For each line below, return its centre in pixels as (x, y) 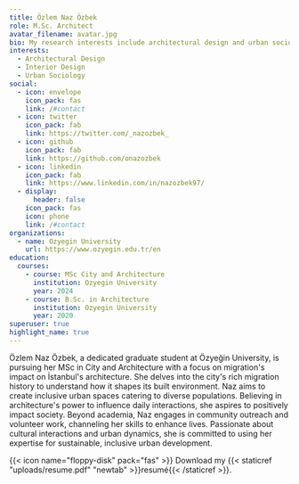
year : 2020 (53, 316)
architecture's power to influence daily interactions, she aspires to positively (149, 405)
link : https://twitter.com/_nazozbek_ (97, 134)
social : (24, 84)
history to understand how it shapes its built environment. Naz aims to (137, 386)
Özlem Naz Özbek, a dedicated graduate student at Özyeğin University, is (144, 357)
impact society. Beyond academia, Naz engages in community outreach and (149, 414)
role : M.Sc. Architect (51, 26)
